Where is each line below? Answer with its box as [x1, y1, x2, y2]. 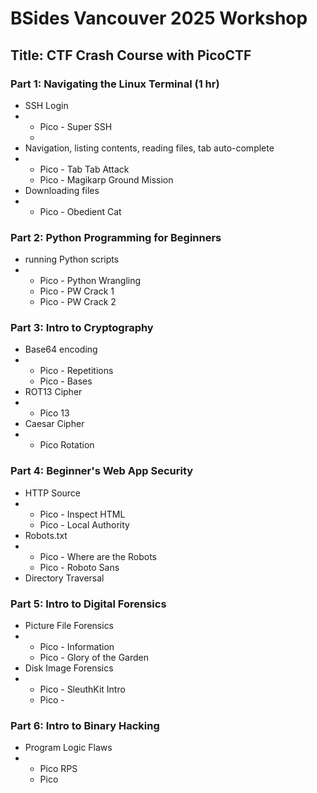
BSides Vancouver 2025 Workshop [10, 7, 308, 30]
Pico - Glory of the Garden [39, 652, 149, 664]
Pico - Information [39, 641, 115, 653]
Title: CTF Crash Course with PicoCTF [10, 47, 252, 64]
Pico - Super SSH [39, 120, 113, 132]
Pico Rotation [39, 439, 95, 451]
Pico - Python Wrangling [39, 275, 142, 287]
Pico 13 [39, 407, 70, 419]
